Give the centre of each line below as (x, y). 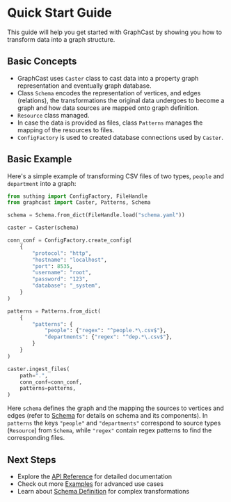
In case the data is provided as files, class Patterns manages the (110, 123)
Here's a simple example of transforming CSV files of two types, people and (116, 176)
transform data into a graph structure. (61, 39)
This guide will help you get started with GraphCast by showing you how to (115, 32)
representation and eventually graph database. (84, 86)
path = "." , (34, 375)
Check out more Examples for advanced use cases (90, 484)
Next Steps (32, 460)
